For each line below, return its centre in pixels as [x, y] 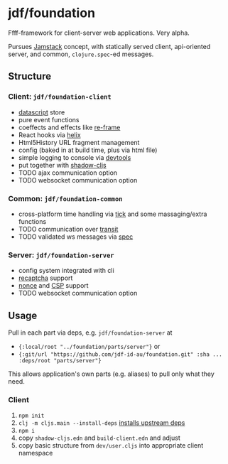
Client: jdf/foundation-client [60, 97]
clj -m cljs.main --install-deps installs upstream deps [102, 423]
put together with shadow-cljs [62, 165]
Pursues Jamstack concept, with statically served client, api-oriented [109, 46]
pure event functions [49, 119]
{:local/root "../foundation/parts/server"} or [89, 347]
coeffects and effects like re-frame [69, 127]
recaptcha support [45, 278]
